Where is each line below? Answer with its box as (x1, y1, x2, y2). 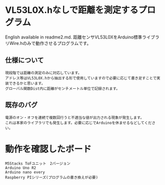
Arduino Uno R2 (5, 165, 36, 170)
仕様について (5, 56, 44, 65)
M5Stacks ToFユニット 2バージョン (5, 161, 70, 166)
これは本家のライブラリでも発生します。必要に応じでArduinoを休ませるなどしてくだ (5, 120, 152, 125)
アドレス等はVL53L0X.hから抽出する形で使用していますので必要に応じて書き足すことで (5, 75, 157, 80)
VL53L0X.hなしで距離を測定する (5, 4, 139, 16)
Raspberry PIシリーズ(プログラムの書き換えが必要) (5, 175, 99, 180)
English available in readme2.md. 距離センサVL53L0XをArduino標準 (5, 34, 142, 40)
